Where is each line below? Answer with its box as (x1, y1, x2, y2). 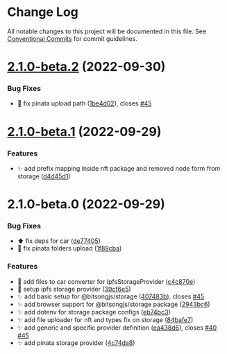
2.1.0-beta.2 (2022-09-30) (7, 59, 166, 75)
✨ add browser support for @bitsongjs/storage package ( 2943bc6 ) (17, 300, 210, 308)
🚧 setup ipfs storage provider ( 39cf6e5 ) (17, 285, 131, 293)
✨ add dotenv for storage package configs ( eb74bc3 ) (17, 307, 171, 316)
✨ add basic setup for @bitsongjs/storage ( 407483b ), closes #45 (17, 292, 205, 301)
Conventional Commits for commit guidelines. (7, 34, 137, 42)
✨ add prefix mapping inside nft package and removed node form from (17, 164, 221, 172)
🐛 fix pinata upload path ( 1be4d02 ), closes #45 (17, 99, 152, 108)
